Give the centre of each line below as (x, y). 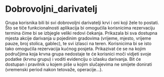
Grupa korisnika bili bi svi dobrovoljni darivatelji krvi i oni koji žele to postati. (82, 23)
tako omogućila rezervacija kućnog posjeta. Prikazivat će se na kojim (76, 49)
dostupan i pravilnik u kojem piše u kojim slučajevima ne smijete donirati (79, 64)
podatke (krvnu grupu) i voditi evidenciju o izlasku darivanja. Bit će (73, 59)
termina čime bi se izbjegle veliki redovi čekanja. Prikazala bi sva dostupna (81, 33)
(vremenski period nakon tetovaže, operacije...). (54, 69)
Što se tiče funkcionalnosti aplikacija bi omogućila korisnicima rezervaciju (80, 27)
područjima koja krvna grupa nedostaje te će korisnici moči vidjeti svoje (78, 54)
